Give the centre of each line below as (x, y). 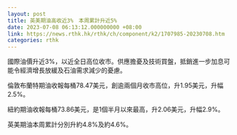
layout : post (27, 14)
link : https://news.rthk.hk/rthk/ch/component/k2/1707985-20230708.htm (116, 34)
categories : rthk (33, 40)
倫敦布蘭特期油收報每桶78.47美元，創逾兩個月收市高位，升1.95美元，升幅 (115, 85)
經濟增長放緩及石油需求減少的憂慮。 (73, 70)
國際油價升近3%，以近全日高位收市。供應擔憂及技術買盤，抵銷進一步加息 (116, 62)
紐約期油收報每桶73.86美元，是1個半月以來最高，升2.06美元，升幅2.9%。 (116, 109)
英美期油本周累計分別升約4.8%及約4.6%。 (70, 124)
